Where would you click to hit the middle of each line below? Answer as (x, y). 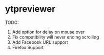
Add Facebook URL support (40, 42)
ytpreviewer (30, 9)
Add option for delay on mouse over (48, 32)
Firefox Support (28, 47)
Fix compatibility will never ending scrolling (55, 37)
